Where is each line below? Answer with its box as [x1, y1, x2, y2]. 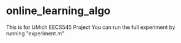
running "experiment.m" [6, 29, 65, 37]
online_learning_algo [6, 4, 111, 18]
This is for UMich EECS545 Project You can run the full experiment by [6, 24, 176, 31]
